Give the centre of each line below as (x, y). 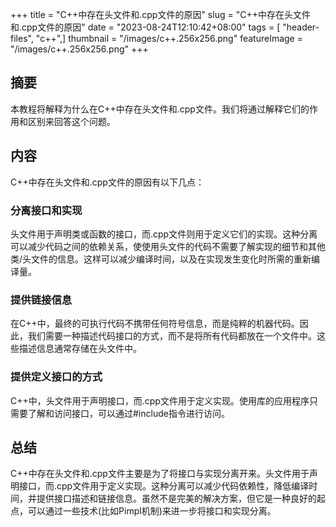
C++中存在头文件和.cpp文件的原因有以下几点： (107, 182)
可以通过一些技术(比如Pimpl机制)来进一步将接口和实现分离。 (152, 511)
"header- (301, 27)
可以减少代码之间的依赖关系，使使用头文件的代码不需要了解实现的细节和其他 (168, 246)
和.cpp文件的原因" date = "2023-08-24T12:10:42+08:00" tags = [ (145, 27)
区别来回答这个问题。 (71, 121)
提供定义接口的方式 (56, 377)
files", (22, 38)
